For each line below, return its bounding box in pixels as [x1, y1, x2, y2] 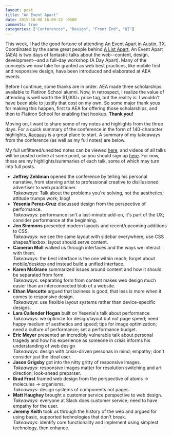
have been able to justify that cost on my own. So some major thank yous [5, 100, 161, 106]
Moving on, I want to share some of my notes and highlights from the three [5, 121, 163, 127]
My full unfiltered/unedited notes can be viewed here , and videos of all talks [5, 147, 166, 153]
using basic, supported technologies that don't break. [12, 414, 127, 420]
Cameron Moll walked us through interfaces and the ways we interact [12, 245, 161, 251]
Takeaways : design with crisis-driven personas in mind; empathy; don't [12, 348, 165, 355]
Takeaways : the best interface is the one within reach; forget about [12, 256, 156, 262]
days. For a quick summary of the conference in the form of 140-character [5, 126, 163, 133]
